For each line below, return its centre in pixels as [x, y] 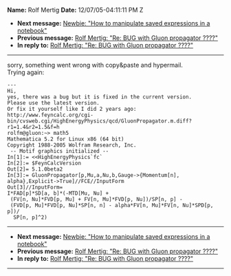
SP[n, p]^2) [31, 217]
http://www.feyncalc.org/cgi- [51, 115]
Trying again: [26, 72]
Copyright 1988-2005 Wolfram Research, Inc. [72, 145]
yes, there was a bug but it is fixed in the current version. [100, 97]
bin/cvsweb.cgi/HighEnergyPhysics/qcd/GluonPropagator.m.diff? [100, 121]
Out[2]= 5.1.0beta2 [35, 169]
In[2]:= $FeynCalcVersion [44, 163]
